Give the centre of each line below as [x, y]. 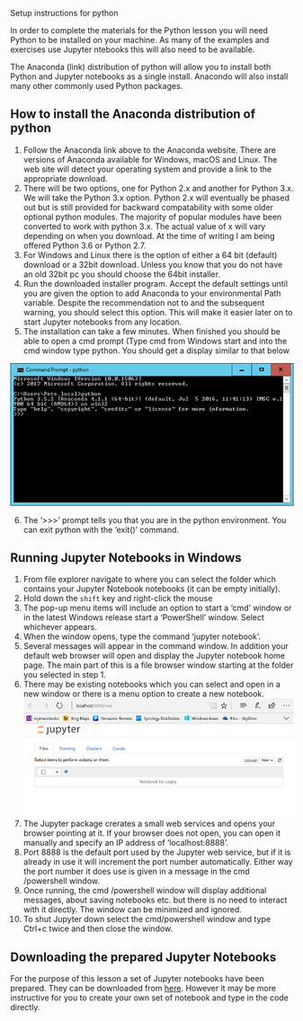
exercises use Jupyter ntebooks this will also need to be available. [133, 49]
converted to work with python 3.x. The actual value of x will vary [144, 226]
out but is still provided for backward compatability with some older [148, 207]
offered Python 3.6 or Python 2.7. [85, 245]
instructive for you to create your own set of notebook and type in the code [149, 998]
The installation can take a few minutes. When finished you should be [152, 331]
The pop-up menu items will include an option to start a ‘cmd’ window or [157, 608]
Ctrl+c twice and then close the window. [98, 928]
